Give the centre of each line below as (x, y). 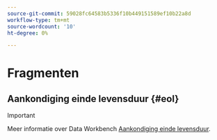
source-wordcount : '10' (42, 26)
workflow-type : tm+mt (39, 20)
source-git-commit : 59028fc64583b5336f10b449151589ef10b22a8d (99, 14)
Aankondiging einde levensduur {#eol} (93, 99)
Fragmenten (43, 73)
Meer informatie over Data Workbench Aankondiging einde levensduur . (109, 129)
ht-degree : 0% (28, 33)
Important (21, 116)
